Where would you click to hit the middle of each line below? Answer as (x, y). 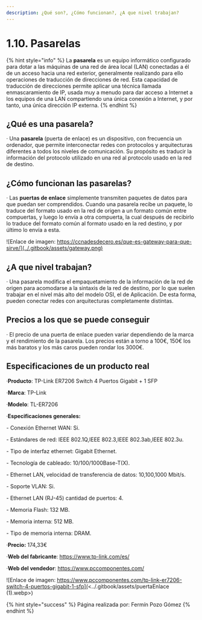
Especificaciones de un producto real (78, 367)
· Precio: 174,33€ (27, 544)
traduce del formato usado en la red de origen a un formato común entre (96, 211)
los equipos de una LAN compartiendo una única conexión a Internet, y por (99, 98)
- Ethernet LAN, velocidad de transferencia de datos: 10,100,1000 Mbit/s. (96, 474)
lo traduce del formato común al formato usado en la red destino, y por (94, 224)
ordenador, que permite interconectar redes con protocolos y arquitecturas (99, 145)
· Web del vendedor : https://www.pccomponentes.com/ (75, 568)
